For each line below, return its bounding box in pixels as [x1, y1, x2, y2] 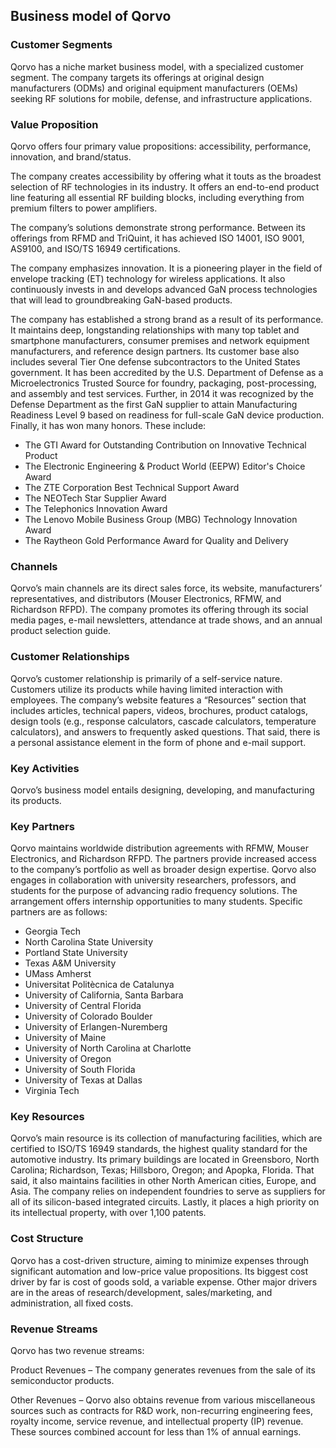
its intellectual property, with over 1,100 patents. [10, 1207, 207, 1219]
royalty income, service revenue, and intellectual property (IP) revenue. [10, 1415, 304, 1428]
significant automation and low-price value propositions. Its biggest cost [10, 1265, 309, 1277]
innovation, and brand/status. [10, 150, 132, 163]
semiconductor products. [10, 1375, 115, 1387]
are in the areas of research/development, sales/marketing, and [10, 1286, 273, 1298]
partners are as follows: [10, 906, 108, 918]
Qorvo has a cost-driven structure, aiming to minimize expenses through [10, 1254, 310, 1266]
